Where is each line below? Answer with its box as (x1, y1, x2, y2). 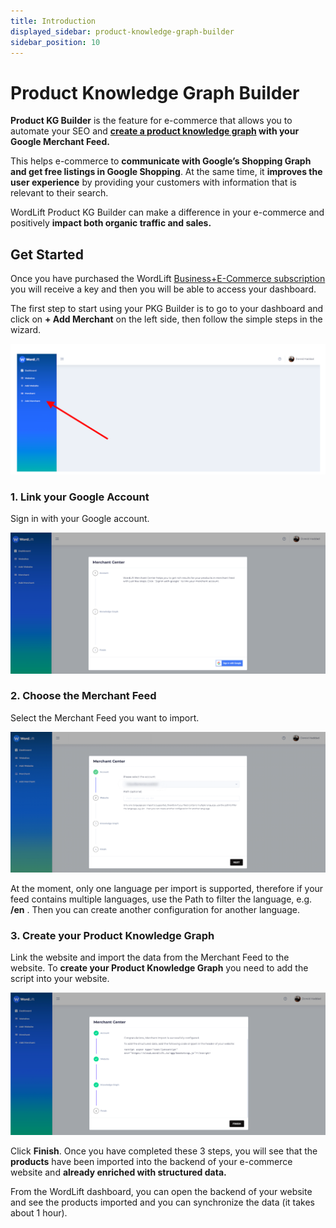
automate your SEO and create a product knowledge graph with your (10, 125, 300, 137)
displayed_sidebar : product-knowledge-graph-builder (10, 26, 235, 37)
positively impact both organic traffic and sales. (10, 217, 212, 229)
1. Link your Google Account (10, 490, 150, 504)
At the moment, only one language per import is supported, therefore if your (10, 882, 324, 894)
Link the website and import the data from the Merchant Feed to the (10, 951, 290, 964)
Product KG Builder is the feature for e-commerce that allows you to (10, 115, 293, 127)
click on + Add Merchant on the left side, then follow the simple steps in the (10, 313, 323, 325)
